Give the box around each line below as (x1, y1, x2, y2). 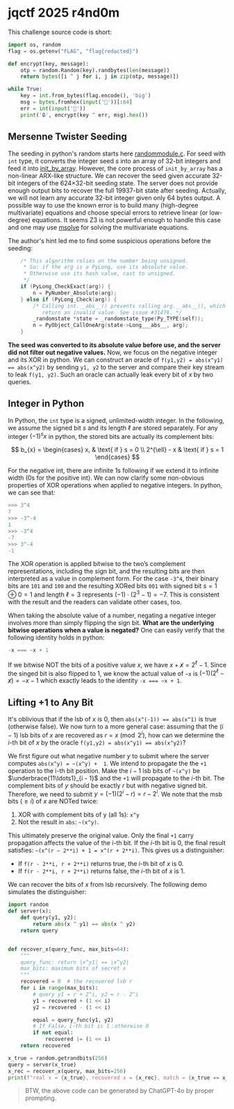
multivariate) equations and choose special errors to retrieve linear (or (8, 208, 208, 217)
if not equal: (33, 1029, 74, 1036)
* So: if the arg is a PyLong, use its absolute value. (23, 264, 189, 271)
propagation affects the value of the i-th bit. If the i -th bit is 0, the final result (8, 839, 226, 847)
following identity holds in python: (8, 633, 105, 642)
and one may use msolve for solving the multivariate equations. (8, 223, 190, 231)
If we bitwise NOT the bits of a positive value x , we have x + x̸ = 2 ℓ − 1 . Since (8, 660, 227, 669)
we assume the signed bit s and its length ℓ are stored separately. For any (8, 424, 218, 432)
